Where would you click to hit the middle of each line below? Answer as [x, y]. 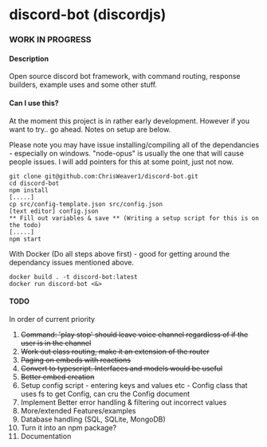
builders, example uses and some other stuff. [83, 84]
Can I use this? [34, 103]
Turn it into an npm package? [69, 427]
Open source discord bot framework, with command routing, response [125, 76]
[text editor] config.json [54, 211]
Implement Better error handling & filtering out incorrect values [124, 402]
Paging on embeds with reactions [75, 359]
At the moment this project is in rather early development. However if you [130, 120]
